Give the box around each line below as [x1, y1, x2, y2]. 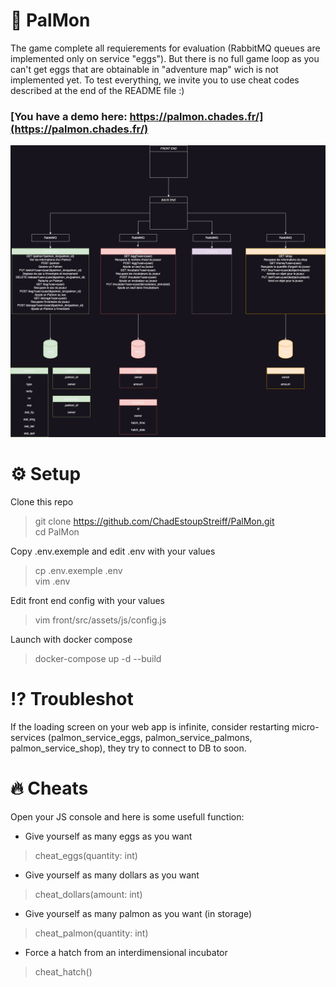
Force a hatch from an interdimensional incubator [24, 946, 228, 958]
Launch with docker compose [10, 633, 133, 645]
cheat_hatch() [34, 965, 93, 978]
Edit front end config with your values [10, 594, 166, 606]
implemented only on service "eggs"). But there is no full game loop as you [10, 52, 320, 64]
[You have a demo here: [10, 109, 128, 123]
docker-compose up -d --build [34, 652, 162, 664]
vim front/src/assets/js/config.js [34, 614, 167, 626]
